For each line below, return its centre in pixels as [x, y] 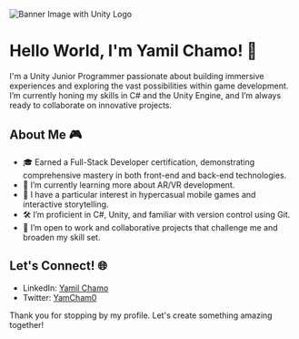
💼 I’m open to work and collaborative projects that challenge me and [150, 227]
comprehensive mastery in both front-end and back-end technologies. [154, 175]
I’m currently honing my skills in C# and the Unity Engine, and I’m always [145, 95]
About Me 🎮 [46, 135]
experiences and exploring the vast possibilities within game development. [149, 86]
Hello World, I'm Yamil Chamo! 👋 [133, 51]
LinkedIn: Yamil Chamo [65, 288]
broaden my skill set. [61, 237]
